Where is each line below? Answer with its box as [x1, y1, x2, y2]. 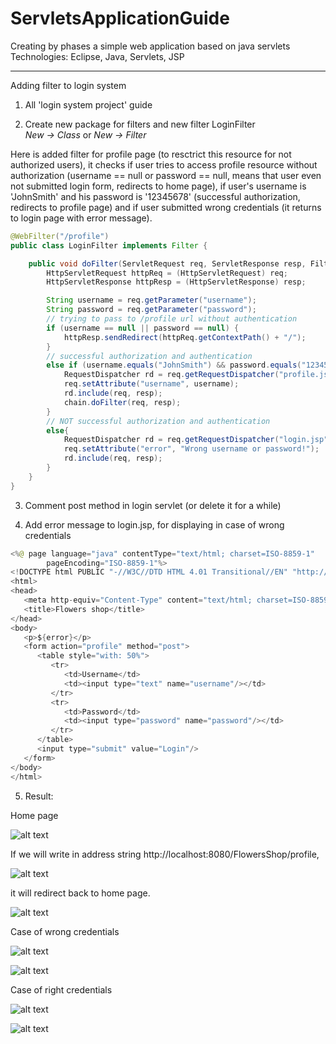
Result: [24, 790, 54, 802]
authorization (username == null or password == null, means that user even [10, 169, 322, 181]
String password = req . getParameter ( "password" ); [46, 305, 257, 315]
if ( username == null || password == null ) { [46, 323, 240, 333]
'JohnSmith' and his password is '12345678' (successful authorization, [10, 190, 301, 202]
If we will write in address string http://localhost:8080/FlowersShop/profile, [10, 848, 320, 860]
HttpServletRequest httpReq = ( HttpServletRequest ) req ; [46, 268, 288, 278]
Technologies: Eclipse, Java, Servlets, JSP [10, 50, 185, 62]
